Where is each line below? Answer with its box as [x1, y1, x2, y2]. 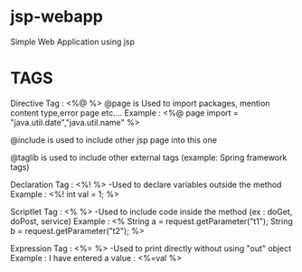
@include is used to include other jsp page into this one [10, 134, 218, 145]
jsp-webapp [10, 6, 103, 27]
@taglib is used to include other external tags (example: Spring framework [10, 152, 288, 163]
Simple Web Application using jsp [10, 36, 135, 47]
